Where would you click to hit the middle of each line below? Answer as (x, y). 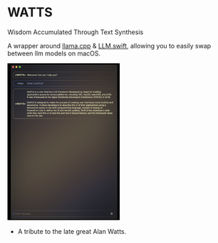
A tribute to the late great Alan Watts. (72, 232)
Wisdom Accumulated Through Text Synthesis (76, 32)
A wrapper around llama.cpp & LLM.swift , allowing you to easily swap (109, 45)
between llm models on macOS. (54, 53)
